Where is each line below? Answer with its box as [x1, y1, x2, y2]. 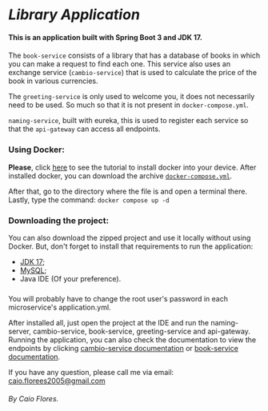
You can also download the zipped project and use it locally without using [8, 233, 251, 242]
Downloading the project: [8, 214, 110, 225]
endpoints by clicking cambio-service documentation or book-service [8, 343, 238, 353]
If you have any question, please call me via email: [8, 367, 174, 377]
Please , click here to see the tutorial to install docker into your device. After [8, 162, 257, 172]
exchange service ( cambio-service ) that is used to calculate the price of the [8, 68, 258, 78]
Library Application [8, 6, 140, 24]
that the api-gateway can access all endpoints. [8, 124, 161, 134]
